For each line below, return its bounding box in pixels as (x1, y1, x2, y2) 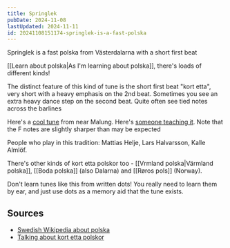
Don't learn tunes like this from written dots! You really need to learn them (7, 180, 218, 189)
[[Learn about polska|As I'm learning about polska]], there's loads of (7, 61, 202, 70)
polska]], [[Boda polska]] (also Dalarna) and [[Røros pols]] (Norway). (7, 166, 202, 175)
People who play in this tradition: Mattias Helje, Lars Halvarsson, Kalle (7, 139, 206, 147)
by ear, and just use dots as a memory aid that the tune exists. (7, 187, 184, 195)
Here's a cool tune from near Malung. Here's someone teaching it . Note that (7, 118, 223, 126)
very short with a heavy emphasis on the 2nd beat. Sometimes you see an (7, 90, 218, 98)
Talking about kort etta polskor (17, 233, 105, 242)
